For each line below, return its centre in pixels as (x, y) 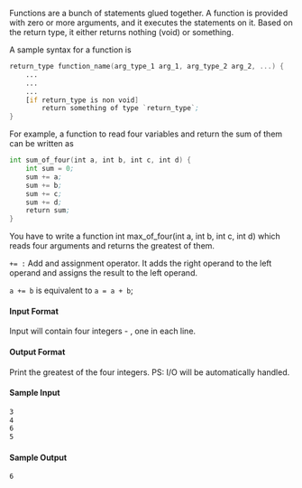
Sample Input (35, 393)
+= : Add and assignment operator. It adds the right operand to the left (141, 263)
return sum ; (48, 211)
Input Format (34, 311)
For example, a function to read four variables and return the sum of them (146, 134)
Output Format (37, 352)
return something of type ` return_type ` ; (121, 108)
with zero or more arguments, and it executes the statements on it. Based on (151, 23)
